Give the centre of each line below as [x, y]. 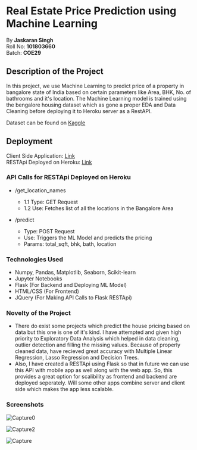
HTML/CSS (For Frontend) [47, 291]
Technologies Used [35, 259]
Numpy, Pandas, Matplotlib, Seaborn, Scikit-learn [75, 273]
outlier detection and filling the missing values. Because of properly [97, 345]
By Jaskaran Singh [30, 40]
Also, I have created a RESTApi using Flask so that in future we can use [102, 364]
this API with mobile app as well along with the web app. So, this [93, 370]
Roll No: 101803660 [31, 46]
